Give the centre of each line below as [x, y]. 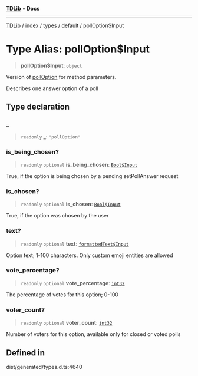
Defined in [26, 353]
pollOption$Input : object [51, 65]
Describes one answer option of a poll [52, 88]
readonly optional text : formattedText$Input [75, 243]
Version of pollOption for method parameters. [61, 77]
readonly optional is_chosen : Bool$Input [70, 204]
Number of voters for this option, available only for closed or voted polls [93, 334]
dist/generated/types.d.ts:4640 [44, 367]
